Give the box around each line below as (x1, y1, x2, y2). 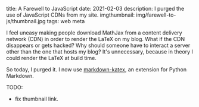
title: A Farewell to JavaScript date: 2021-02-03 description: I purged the (6, 5, 185, 12)
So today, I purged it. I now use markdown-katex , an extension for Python (6, 66, 186, 73)
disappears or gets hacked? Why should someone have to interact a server (6, 42, 191, 49)
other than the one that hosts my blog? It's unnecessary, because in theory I (6, 48, 194, 55)
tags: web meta (46, 18, 85, 24)
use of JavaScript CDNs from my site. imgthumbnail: (6, 11, 135, 18)
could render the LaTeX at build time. (6, 55, 97, 61)
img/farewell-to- (136, 11, 176, 18)
